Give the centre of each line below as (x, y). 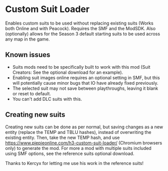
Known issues (28, 55)
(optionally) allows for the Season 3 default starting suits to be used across (83, 34)
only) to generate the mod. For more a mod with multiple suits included (78, 148)
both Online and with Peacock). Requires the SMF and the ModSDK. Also (80, 28)
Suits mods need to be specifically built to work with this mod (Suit (81, 67)
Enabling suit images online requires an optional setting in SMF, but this (86, 77)
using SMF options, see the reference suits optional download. (70, 153)
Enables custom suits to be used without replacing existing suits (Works (79, 23)
